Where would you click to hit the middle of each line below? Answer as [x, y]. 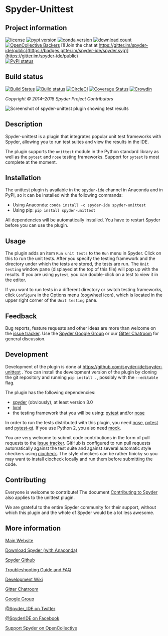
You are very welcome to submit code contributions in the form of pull [77, 437]
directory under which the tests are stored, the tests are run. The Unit [77, 264]
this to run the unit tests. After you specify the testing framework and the [80, 259]
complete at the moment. [31, 162]
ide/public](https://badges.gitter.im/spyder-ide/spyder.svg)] [67, 50]
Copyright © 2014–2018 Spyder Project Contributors [59, 98]
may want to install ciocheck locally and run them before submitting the [79, 459]
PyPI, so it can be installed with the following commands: [64, 195]
